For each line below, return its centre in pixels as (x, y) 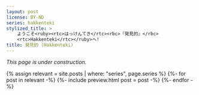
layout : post (22, 12)
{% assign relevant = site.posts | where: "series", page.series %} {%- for (96, 73)
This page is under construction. (46, 62)
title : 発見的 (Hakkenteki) (40, 45)
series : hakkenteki (31, 23)
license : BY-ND (25, 17)
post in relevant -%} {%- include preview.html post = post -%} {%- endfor (98, 80)
